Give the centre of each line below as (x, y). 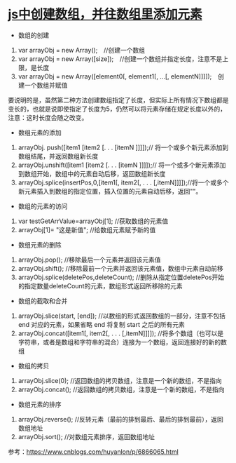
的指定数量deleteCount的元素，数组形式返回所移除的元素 (100, 286)
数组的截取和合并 (43, 301)
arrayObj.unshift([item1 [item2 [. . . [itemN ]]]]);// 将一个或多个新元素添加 (122, 165)
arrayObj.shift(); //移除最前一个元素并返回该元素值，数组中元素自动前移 (120, 268)
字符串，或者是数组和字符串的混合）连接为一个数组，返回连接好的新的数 (122, 342)
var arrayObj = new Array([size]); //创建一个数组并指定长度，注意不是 (120, 59)
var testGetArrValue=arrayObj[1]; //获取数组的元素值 (93, 221)
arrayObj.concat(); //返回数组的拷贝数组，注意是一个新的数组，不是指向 (121, 389)
